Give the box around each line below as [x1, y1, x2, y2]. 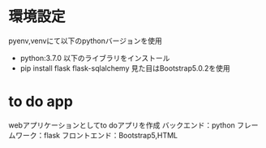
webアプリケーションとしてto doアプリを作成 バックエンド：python [8, 120, 235, 130]
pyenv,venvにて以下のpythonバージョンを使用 [8, 36, 162, 46]
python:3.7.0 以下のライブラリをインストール [19, 53, 170, 63]
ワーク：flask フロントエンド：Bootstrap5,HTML [15, 130, 178, 140]
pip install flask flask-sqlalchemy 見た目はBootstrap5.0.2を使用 [19, 63, 230, 73]
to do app [8, 93, 73, 111]
